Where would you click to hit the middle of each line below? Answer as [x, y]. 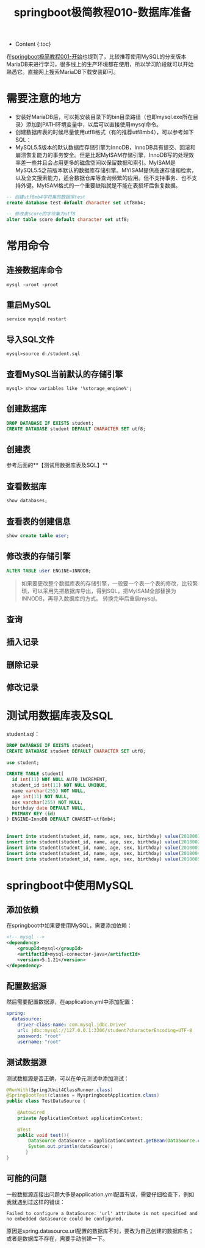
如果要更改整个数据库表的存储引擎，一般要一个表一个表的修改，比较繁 [110, 583]
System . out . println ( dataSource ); [71, 1147]
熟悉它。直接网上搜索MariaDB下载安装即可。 [63, 72]
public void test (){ [43, 1135]
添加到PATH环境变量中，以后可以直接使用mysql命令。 [94, 124]
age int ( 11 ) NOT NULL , [41, 796]
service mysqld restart [37, 319]
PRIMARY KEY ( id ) [34, 813]
